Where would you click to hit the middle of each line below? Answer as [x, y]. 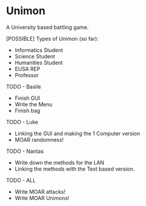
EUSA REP [27, 68]
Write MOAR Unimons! [42, 198]
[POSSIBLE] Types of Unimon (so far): [52, 38]
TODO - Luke [22, 122]
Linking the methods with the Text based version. [74, 169]
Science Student [35, 56]
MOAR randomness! [39, 139]
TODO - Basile [24, 86]
